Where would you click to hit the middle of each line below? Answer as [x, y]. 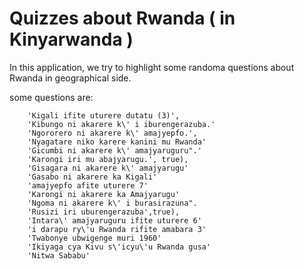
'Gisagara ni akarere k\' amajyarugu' [108, 168]
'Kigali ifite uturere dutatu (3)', [104, 115]
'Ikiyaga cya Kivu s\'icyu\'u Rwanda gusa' [119, 247]
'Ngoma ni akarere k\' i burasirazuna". [112, 203]
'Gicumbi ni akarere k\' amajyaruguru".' [114, 150]
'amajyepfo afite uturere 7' [88, 185]
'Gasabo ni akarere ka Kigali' [92, 177]
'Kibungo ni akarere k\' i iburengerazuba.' [121, 124]
